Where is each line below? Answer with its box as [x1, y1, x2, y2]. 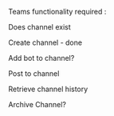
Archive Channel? [8, 100, 66, 109]
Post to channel [8, 69, 60, 78]
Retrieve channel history [8, 84, 88, 94]
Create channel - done [8, 38, 82, 47]
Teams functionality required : [8, 7, 107, 16]
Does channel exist [8, 22, 72, 31]
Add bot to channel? [8, 54, 75, 62]
